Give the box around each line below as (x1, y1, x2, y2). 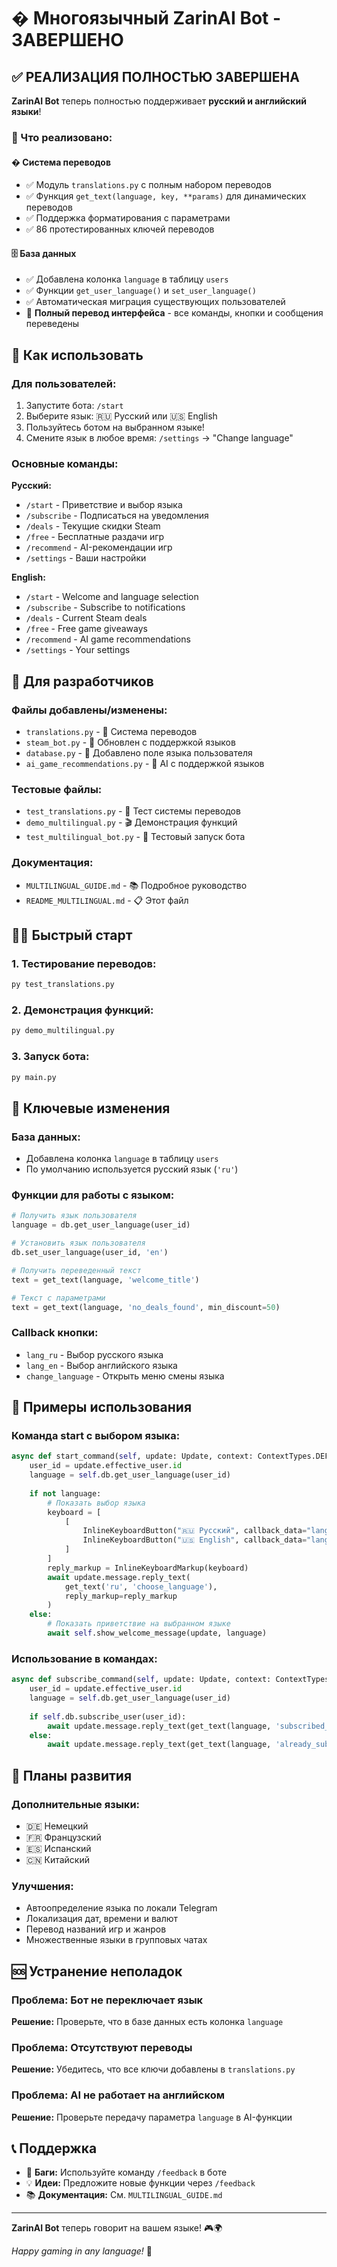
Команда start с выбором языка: (11, 1429, 181, 1443)
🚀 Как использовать (11, 346, 144, 364)
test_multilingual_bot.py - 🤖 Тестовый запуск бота (25, 831, 246, 843)
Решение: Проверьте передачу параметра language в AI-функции (11, 2111, 293, 2123)
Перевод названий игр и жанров (25, 1923, 167, 1935)
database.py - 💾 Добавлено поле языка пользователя (25, 747, 253, 759)
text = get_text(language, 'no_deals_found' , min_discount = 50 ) (11, 1302, 281, 1312)
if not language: (29, 1488, 102, 1499)
